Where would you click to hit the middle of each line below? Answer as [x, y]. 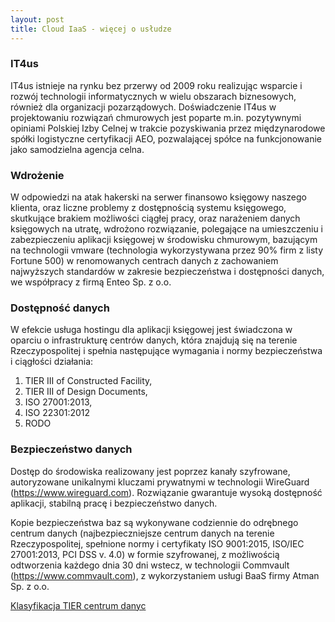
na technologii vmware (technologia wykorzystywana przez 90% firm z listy [167, 250]
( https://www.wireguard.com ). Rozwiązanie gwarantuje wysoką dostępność [166, 492]
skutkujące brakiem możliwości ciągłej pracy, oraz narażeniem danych [155, 218]
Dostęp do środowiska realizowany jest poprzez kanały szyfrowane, [150, 471]
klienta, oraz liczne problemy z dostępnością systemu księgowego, [148, 208]
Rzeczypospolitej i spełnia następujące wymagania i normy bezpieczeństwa [166, 351]
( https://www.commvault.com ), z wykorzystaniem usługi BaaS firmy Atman [165, 575]
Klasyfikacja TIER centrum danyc [78, 605]
